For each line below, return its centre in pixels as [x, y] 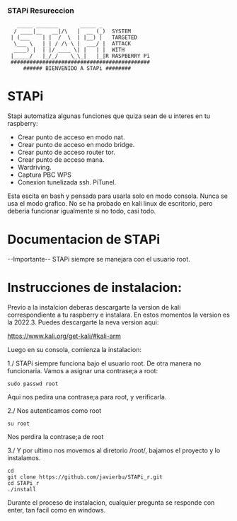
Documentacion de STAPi [84, 240]
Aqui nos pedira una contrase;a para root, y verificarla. [87, 397]
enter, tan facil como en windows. [57, 510]
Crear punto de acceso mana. [61, 160]
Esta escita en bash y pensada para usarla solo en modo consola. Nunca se [118, 196]
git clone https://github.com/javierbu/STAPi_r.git [85, 477]
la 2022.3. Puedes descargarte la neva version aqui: [83, 322]
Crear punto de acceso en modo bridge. [76, 145]
